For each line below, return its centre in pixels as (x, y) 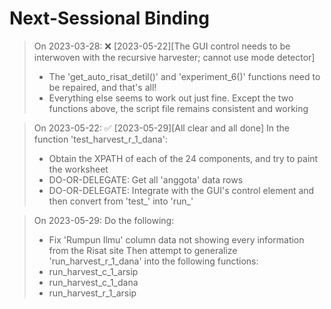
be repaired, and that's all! (102, 87)
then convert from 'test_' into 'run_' (121, 201)
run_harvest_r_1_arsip (92, 293)
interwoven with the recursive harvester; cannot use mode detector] (174, 57)
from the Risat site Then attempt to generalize (143, 250)
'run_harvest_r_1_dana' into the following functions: (153, 261)
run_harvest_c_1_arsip (93, 271)
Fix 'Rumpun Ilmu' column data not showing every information (176, 239)
